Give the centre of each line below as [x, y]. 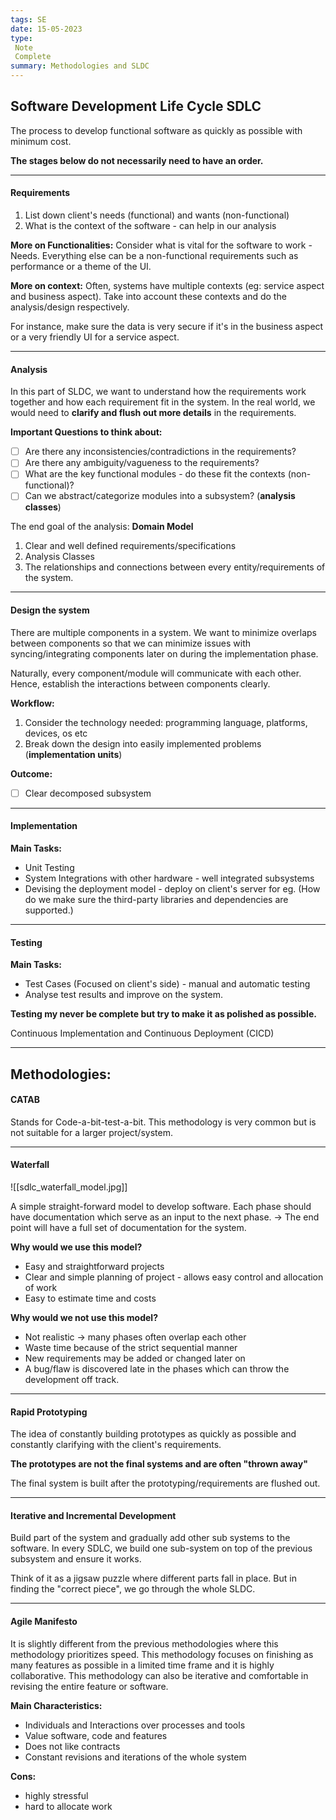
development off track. [72, 1379]
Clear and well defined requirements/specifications [130, 546]
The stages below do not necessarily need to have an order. [137, 160]
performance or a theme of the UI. [81, 267]
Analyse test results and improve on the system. [123, 995]
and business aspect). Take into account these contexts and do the [148, 297]
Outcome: [31, 773]
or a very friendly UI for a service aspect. [95, 337]
